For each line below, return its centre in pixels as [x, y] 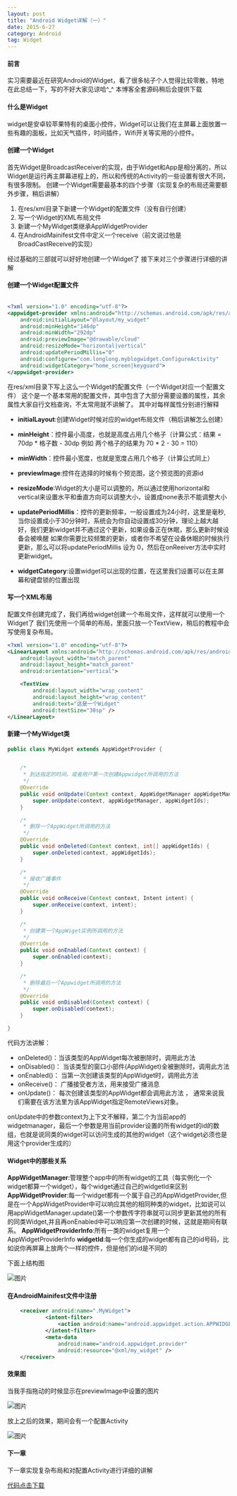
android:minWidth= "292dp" [58, 333]
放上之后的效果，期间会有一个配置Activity [68, 1421]
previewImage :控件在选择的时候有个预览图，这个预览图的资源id [110, 473]
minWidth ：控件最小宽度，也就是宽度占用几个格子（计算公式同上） [115, 458]
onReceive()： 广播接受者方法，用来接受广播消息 [89, 1084]
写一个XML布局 [30, 597]
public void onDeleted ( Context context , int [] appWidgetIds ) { [115, 846]
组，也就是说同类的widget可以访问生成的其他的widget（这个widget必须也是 [117, 1134]
